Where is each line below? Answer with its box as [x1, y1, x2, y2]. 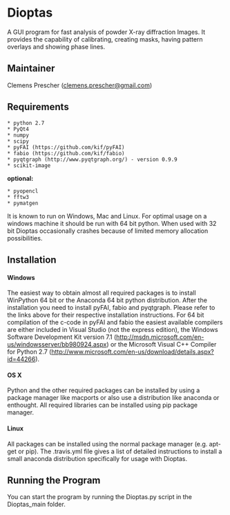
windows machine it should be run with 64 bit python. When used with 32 [7, 219, 217, 227]
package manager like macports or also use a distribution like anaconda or [7, 394, 220, 402]
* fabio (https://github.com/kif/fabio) [7, 150, 126, 157]
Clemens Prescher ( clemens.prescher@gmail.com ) [7, 81, 153, 89]
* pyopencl [7, 187, 39, 195]
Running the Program [7, 474, 101, 486]
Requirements [7, 101, 69, 113]
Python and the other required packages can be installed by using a [7, 386, 200, 394]
